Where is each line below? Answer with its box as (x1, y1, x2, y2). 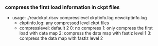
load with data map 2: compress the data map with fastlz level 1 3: (19, 31, 152, 36)
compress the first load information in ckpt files (5, 4, 120, 11)
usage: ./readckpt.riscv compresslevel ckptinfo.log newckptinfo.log (12, 15, 147, 21)
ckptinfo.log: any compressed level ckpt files (19, 20, 109, 26)
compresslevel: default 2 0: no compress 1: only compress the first (19, 25, 153, 31)
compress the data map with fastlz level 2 (19, 35, 103, 41)
